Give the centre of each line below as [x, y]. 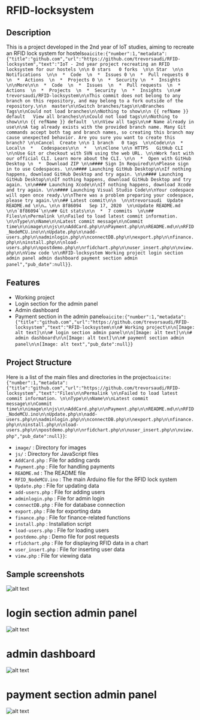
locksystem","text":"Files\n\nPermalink [57, 393]
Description [28, 33]
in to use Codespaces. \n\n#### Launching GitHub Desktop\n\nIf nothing [99, 169]
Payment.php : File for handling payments [65, 466]
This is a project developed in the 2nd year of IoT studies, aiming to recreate [100, 47]
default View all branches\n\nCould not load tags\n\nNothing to [92, 117]
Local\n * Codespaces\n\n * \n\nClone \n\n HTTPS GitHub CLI [95, 148]
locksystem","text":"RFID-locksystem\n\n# [69, 327]
